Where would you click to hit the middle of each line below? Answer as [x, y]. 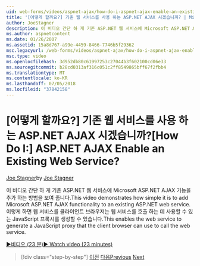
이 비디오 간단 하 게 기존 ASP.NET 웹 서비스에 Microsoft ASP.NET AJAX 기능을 [99, 190]
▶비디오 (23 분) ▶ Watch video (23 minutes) [60, 244]
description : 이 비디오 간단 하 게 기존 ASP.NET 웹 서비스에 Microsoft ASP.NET [98, 28]
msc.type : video [26, 56]
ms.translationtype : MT [36, 73]
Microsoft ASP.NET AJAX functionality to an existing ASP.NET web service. [99, 204]
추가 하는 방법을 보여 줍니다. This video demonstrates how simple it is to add [97, 197]
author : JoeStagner [30, 23]
